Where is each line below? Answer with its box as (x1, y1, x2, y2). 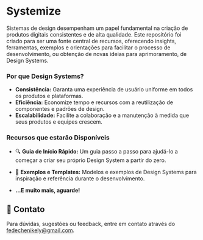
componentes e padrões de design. (15, 105, 105, 113)
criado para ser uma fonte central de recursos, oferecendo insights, (6, 37, 177, 44)
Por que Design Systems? (6, 72, 84, 80)
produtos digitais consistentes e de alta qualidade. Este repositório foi (6, 30, 182, 38)
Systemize (6, 4, 61, 18)
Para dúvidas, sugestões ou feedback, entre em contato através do (6, 221, 176, 228)
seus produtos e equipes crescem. (15, 118, 102, 125)
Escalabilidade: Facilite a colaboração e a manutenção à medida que (15, 111, 190, 119)
